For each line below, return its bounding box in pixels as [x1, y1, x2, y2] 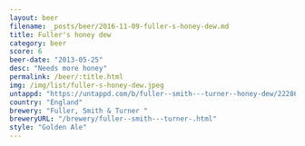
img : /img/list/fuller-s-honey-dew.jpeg [9, 81, 165, 90]
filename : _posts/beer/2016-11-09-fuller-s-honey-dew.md [9, 22, 230, 31]
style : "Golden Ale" [9, 123, 88, 132]
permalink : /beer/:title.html [9, 73, 124, 82]
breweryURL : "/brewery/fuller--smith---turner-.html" [9, 114, 218, 123]
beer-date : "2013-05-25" [9, 55, 103, 64]
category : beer [9, 38, 67, 48]
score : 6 [9, 47, 43, 56]
